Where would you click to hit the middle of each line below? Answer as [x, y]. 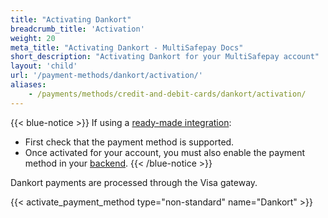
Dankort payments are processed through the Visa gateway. [134, 182]
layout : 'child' [44, 66]
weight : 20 [33, 38]
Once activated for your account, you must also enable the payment [165, 152]
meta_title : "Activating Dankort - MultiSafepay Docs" [127, 47]
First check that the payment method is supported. [129, 142]
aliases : [28, 85]
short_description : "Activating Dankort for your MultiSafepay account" [165, 57]
